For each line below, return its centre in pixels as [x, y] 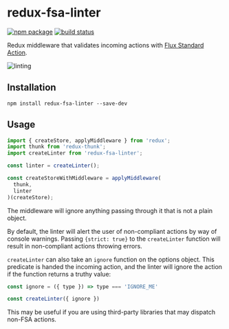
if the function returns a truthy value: [59, 274]
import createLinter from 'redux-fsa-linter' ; [75, 153]
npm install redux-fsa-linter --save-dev [67, 103]
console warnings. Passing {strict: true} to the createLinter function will [114, 239]
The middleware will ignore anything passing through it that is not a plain [110, 210]
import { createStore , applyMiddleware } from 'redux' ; [89, 140]
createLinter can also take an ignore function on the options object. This [111, 259]
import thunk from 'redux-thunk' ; [57, 147]
